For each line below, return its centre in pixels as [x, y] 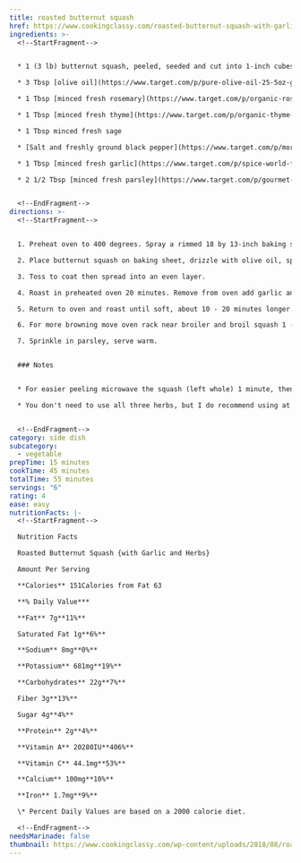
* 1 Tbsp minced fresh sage [70, 131]
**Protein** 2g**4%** [58, 731]
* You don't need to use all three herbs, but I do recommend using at [154, 405]
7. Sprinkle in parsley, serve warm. [88, 341]
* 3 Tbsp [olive [47, 83]
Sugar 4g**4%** [46, 714]
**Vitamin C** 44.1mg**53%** [72, 763]
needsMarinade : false [50, 836]
